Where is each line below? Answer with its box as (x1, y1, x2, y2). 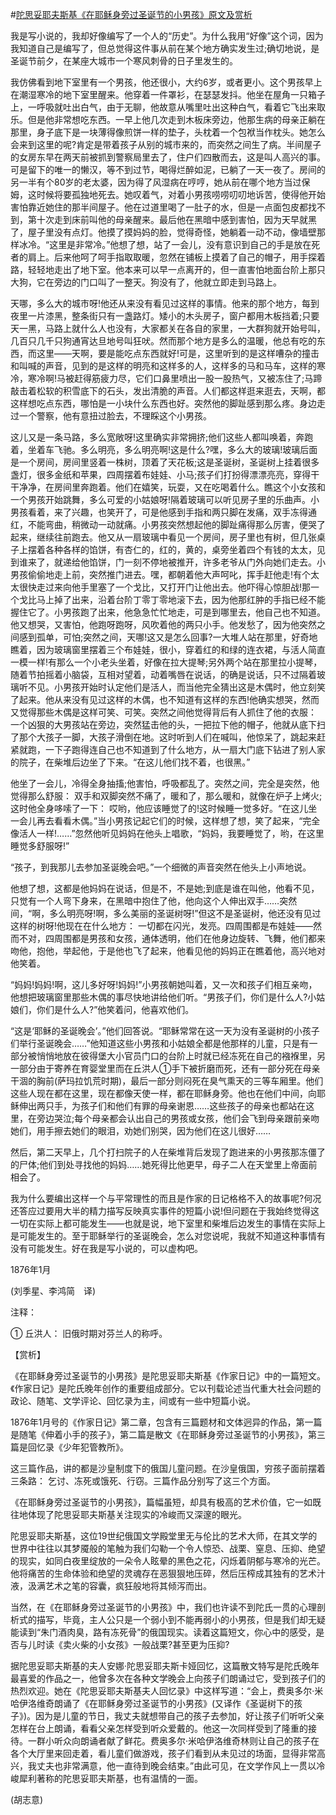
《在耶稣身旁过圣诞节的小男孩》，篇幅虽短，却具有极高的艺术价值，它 (10, 1496, 295, 1508)
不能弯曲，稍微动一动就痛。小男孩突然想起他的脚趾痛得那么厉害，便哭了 (27, 519, 326, 530)
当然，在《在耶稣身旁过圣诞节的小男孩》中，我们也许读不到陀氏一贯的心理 (10, 1601, 317, 1613)
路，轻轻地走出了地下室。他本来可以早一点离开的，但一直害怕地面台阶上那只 (10, 264, 326, 275)
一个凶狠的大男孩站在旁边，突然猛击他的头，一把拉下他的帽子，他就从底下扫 (10, 719, 326, 730)
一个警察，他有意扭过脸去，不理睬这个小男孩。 (18, 410, 212, 422)
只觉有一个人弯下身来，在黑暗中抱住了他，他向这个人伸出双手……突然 (10, 895, 298, 907)
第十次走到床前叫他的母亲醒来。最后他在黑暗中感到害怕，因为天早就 (27, 214, 308, 225)
